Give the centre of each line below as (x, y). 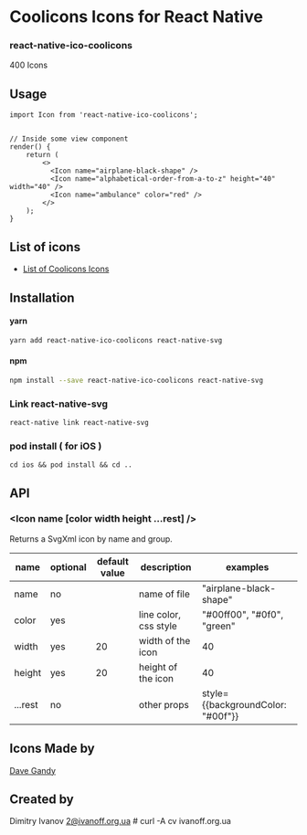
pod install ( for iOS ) (56, 446)
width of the (164, 640)
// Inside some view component (69, 139)
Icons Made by (52, 749)
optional (68, 566)
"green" (218, 626)
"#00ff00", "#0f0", (243, 614)
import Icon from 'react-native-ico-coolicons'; (104, 115)
